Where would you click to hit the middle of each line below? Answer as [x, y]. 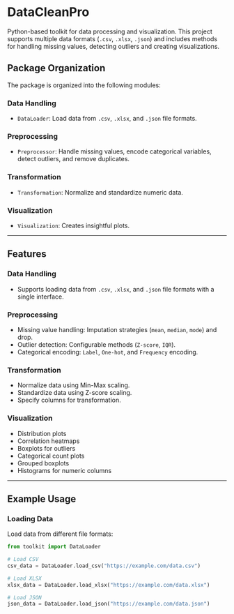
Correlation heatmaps [48, 441]
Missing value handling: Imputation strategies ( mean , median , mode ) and [117, 329]
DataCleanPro [48, 12]
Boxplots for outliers [46, 448]
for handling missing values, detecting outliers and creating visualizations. [114, 46]
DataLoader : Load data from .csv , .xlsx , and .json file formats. [107, 119]
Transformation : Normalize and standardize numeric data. [100, 192]
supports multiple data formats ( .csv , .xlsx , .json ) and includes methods [112, 38]
